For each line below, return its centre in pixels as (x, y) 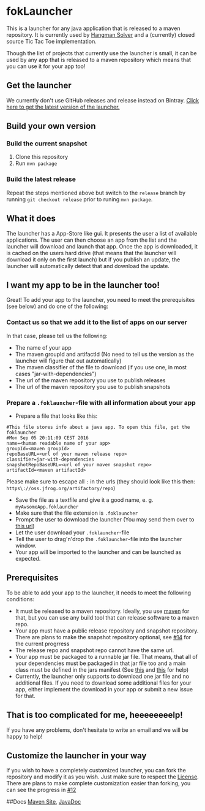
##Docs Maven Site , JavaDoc (44, 802)
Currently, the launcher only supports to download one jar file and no (102, 676)
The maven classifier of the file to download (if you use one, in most (101, 367)
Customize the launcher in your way (76, 755)
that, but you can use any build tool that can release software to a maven (107, 617)
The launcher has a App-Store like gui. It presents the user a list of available (102, 233)
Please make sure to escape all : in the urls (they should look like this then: (101, 481)
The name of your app (43, 347)
